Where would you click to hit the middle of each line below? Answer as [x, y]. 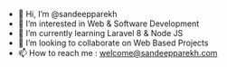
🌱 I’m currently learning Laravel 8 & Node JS [100, 33]
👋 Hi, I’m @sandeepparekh [67, 14]
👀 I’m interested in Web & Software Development [109, 24]
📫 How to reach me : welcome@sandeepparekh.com [118, 53]
